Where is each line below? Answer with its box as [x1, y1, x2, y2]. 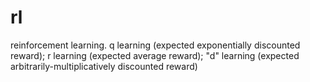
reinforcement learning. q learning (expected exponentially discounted [10, 39, 301, 51]
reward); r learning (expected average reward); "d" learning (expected [10, 49, 300, 61]
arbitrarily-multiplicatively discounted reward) [10, 60, 198, 72]
